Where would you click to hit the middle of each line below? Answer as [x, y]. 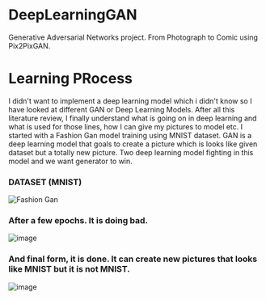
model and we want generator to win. [71, 161]
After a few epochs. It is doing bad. [78, 221]
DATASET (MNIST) [45, 182]
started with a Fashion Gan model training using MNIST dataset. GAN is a [130, 135]
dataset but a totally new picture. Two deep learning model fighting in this [131, 152]
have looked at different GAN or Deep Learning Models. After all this [122, 109]
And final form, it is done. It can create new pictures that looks [133, 259]
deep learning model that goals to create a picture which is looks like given [133, 144]
